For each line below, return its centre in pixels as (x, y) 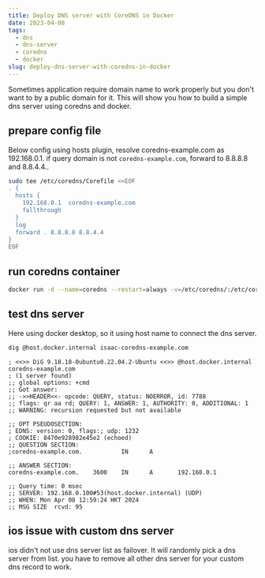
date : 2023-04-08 (37, 23)
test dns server (46, 314)
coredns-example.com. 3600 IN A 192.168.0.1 (112, 472)
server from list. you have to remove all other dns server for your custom (126, 558)
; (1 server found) (40, 375)
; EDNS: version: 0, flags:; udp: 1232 (74, 431)
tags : (17, 30)
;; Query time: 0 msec (45, 486)
